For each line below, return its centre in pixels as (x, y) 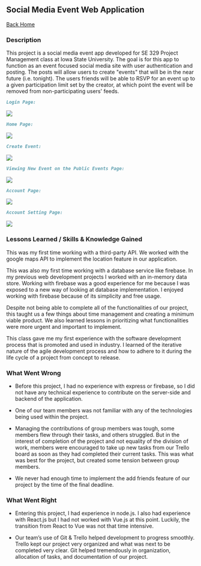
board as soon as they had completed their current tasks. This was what (104, 454)
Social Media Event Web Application (76, 10)
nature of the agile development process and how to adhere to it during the (99, 351)
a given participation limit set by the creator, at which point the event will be (100, 85)
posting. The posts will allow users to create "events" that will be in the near (100, 72)
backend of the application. (49, 399)
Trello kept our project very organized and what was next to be (93, 544)
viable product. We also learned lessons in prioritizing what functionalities (97, 320)
